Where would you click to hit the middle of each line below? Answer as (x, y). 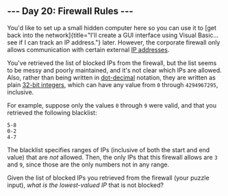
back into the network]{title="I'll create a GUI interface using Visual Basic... (113, 35)
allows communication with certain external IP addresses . (88, 49)
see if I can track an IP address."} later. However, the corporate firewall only (114, 42)
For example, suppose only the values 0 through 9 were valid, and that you (112, 105)
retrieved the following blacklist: (52, 112)
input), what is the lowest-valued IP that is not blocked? (86, 185)
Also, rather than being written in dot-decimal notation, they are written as (111, 77)
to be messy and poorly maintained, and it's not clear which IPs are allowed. (115, 70)
